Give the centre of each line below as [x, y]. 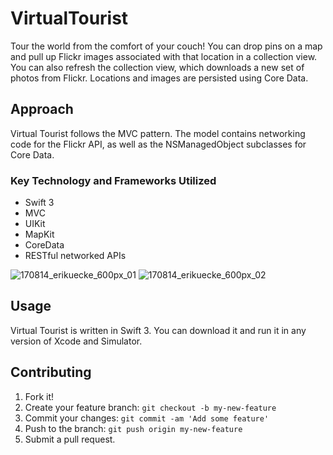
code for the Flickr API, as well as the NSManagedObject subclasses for [158, 144]
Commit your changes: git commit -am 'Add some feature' [147, 418]
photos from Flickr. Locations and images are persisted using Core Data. [159, 78]
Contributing [51, 372]
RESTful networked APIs [75, 256]
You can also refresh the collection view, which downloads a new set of [157, 67]
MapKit [39, 234]
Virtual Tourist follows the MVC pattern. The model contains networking [158, 133]
